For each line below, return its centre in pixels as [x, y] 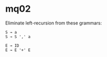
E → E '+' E [18, 50]
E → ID [12, 46]
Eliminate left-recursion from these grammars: [53, 23]
